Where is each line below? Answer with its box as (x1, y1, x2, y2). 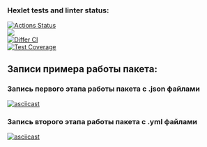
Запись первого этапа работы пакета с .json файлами (7, 84, 200, 94)
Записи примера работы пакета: (7, 63, 158, 75)
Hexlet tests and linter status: (7, 6, 109, 15)
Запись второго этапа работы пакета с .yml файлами (7, 116, 197, 126)
